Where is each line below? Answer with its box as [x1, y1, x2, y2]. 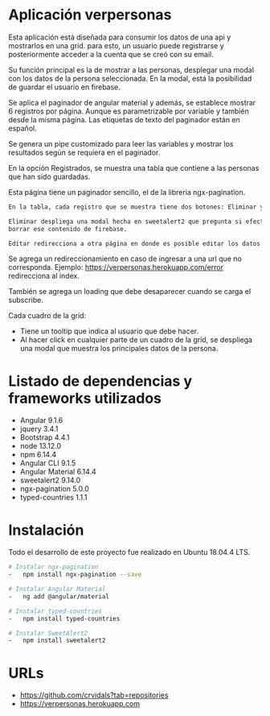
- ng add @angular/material [8, 592, 110, 601]
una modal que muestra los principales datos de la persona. [19, 344, 219, 354]
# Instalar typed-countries [8, 606, 103, 615]
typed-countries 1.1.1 [19, 493, 88, 503]
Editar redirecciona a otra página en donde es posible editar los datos [8, 239, 261, 247]
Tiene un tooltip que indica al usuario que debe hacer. [19, 326, 199, 336]
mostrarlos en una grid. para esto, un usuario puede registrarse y [8, 40, 225, 50]
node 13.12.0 [19, 441, 62, 451]
